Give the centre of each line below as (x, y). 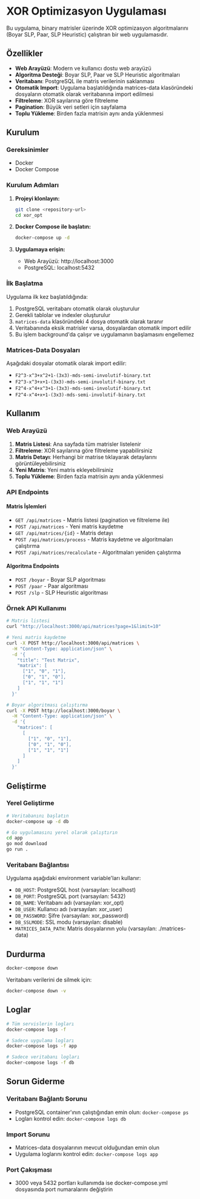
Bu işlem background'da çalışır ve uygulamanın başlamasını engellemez (105, 334)
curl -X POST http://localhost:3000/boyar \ (63, 711)
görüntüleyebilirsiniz (40, 463)
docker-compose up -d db (38, 821)
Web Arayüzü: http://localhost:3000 (69, 261)
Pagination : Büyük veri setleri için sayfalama (71, 107)
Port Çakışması (29, 1169)
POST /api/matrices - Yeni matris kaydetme (69, 526)
